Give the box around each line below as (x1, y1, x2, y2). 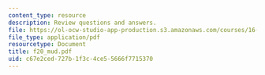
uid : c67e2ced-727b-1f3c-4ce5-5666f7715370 (8, 55, 154, 63)
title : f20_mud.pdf (8, 48, 73, 55)
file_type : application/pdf (8, 33, 101, 41)
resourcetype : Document (8, 41, 87, 48)
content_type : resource (8, 11, 87, 20)
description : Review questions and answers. (8, 19, 157, 27)
